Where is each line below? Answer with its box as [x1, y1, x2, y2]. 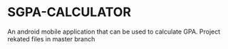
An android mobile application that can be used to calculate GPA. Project [7, 27, 221, 36]
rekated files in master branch [7, 34, 95, 43]
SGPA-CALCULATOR [7, 4, 132, 20]
